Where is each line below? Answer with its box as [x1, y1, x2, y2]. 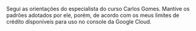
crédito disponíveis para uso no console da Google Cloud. [6, 18, 152, 25]
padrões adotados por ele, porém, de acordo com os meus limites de [6, 12, 180, 19]
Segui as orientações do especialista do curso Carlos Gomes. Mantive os [6, 5, 190, 12]
